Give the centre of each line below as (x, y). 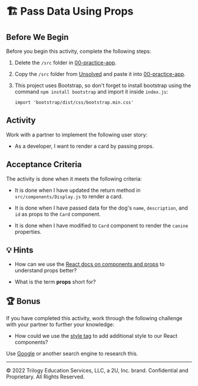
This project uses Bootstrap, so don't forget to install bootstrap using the (103, 85)
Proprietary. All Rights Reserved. (45, 377)
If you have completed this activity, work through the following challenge (94, 318)
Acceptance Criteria (44, 164)
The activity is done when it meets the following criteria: (74, 179)
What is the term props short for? (55, 282)
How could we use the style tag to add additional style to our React (96, 336)
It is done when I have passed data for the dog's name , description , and (101, 208)
